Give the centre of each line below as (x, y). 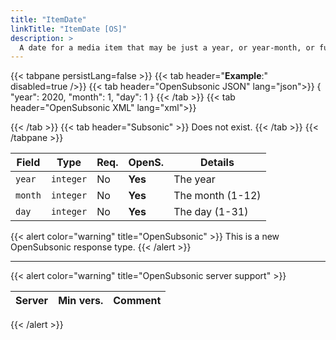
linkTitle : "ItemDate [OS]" (69, 29)
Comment (137, 301)
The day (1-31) (211, 212)
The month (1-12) (217, 196)
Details (217, 163)
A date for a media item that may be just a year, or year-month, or (167, 47)
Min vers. (81, 301)
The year (194, 179)
